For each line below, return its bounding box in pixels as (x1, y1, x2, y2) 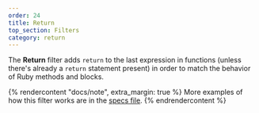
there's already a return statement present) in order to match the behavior (8, 64, 251, 73)
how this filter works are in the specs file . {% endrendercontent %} (8, 96, 227, 105)
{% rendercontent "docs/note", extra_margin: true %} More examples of (8, 88, 243, 97)
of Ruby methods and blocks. (8, 72, 105, 81)
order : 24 (8, 11, 41, 20)
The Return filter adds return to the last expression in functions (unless (8, 55, 242, 65)
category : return (8, 33, 66, 42)
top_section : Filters (8, 26, 80, 34)
